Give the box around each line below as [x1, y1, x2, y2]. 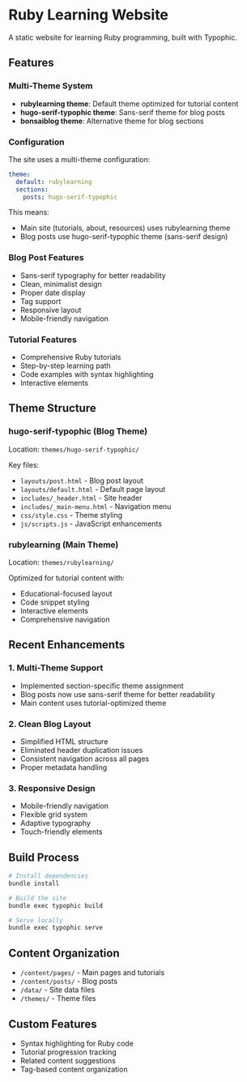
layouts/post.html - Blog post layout [19, 476, 144, 485]
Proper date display [19, 288, 86, 297]
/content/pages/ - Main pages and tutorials [19, 968, 165, 977]
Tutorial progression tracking [19, 1047, 117, 1057]
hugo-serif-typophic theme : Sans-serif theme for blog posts [19, 107, 225, 117]
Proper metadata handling [19, 762, 108, 772]
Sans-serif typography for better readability [19, 270, 166, 280]
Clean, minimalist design [19, 279, 103, 289]
